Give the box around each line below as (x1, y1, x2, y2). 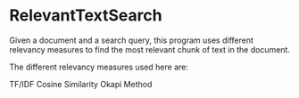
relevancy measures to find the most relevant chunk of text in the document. (9, 44, 290, 54)
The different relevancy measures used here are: (9, 61, 189, 72)
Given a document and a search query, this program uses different (9, 35, 254, 45)
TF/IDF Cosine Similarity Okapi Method (9, 78, 153, 89)
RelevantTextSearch (9, 5, 162, 26)
